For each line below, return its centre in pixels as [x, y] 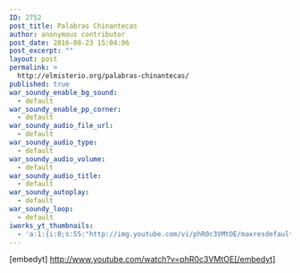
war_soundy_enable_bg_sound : [63, 92]
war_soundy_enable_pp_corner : [66, 109]
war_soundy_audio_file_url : [62, 126]
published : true [39, 84]
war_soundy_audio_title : [55, 175]
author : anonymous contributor [67, 34]
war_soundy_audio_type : [54, 142]
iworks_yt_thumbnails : [51, 226]
